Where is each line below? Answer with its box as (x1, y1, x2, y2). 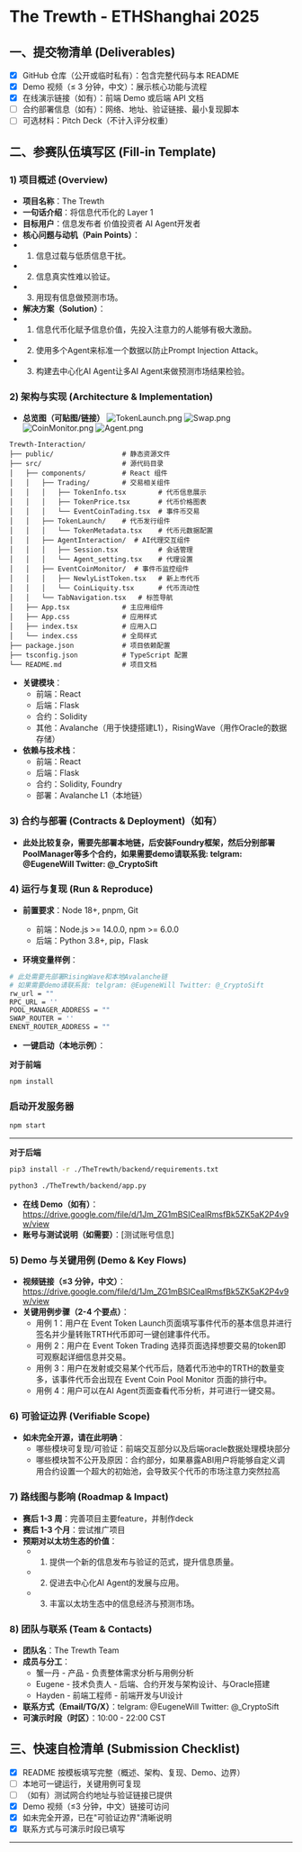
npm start (9, 1121, 47, 1130)
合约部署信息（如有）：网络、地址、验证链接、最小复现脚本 (22, 104, 240, 114)
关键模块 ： (22, 678, 63, 689)
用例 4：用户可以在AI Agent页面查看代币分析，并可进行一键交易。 (35, 1385, 280, 1396)
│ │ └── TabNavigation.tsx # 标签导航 (9, 593, 173, 603)
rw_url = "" (9, 989, 54, 998)
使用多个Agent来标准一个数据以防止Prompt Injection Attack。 (35, 345, 263, 355)
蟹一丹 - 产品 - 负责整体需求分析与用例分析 (35, 1667, 195, 1678)
